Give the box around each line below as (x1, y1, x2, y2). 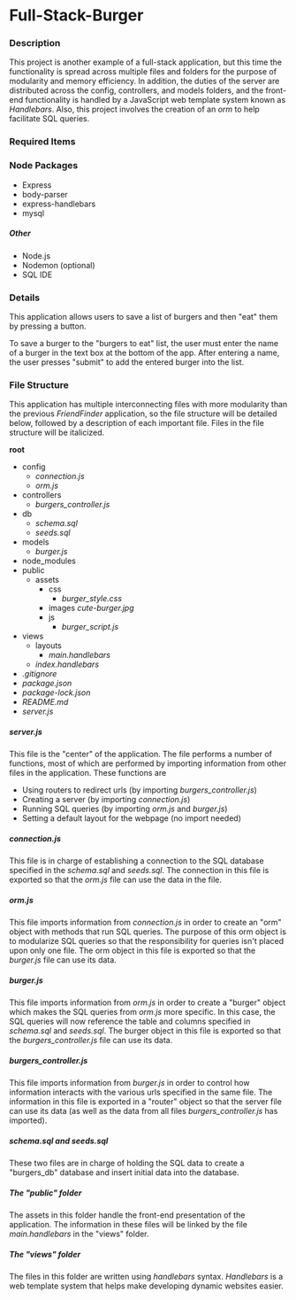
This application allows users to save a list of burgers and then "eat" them (9, 311, 278, 321)
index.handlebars (34, 659, 100, 669)
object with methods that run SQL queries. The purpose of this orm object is (9, 926, 287, 937)
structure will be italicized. (9, 427, 105, 438)
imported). (9, 1115, 48, 1126)
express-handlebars (21, 198, 96, 209)
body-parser (21, 189, 68, 199)
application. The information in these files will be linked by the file (9, 1219, 247, 1230)
